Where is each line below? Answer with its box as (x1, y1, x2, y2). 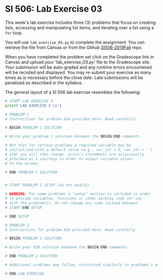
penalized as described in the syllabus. (5, 79, 83, 86)
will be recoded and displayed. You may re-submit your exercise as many (5, 69, 151, 75)
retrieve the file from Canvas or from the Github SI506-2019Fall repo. (5, 44, 143, 50)
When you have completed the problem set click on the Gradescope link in (5, 54, 154, 59)
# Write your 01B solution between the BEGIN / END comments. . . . (5, 245, 142, 250)
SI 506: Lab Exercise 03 (5, 3, 102, 15)
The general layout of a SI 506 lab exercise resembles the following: (5, 89, 141, 95)
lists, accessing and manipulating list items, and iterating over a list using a (5, 24, 154, 30)
